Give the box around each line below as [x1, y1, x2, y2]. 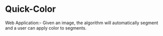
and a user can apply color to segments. [5, 25, 87, 31]
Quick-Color [5, 3, 56, 15]
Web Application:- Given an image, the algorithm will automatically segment [5, 20, 159, 26]
